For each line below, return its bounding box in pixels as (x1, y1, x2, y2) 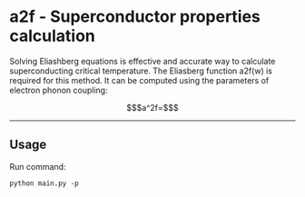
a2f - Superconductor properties (9, 6, 261, 27)
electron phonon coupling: (9, 84, 108, 95)
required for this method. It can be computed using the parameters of (9, 74, 270, 85)
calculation (9, 25, 95, 46)
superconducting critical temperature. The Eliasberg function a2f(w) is (9, 65, 273, 76)
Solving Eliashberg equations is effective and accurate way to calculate (9, 55, 276, 66)
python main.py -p (9, 179, 79, 188)
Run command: (9, 161, 66, 172)
